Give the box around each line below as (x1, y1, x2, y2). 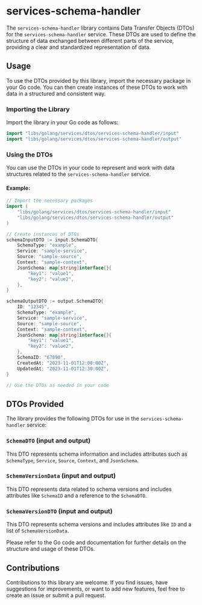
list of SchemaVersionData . (6, 527, 69, 534)
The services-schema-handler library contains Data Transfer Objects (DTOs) (6, 24, 195, 31)
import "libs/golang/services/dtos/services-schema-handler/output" (6, 136, 182, 142)
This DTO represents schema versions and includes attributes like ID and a (6, 521, 192, 528)
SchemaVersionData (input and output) (6, 471, 116, 480)
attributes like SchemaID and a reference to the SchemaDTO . (6, 491, 147, 499)
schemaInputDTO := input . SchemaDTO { (6, 237, 98, 243)
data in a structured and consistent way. (6, 89, 106, 97)
